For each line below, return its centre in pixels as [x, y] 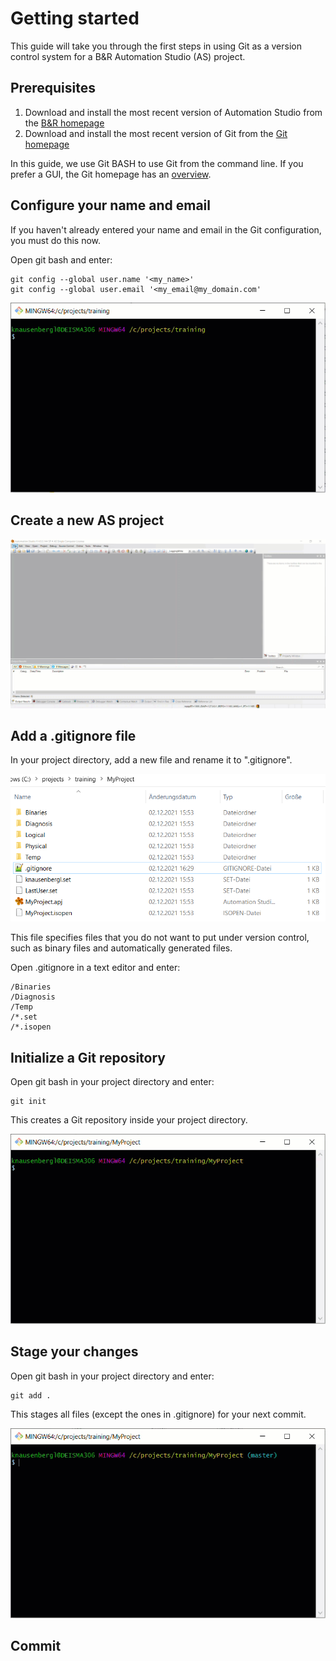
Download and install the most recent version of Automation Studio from [173, 112]
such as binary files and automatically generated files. [121, 948]
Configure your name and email [110, 205]
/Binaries [31, 987]
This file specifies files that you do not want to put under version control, [160, 938]
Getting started [75, 18]
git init [28, 1102]
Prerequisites [53, 88]
